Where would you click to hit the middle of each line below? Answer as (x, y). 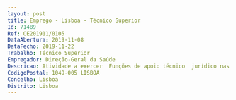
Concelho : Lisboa (33, 79)
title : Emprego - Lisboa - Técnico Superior (74, 20)
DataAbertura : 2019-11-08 (45, 40)
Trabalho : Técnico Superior (49, 54)
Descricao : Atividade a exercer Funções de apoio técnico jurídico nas (119, 66)
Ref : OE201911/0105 (36, 33)
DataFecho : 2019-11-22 (41, 46)
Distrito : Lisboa (33, 86)
